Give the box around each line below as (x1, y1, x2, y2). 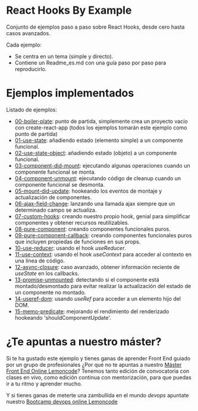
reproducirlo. (14, 65, 47, 72)
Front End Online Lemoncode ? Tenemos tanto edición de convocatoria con (6, 367, 190, 375)
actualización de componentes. (14, 193, 92, 200)
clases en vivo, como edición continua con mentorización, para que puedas (6, 373, 191, 381)
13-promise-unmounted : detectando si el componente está (14, 276, 159, 283)
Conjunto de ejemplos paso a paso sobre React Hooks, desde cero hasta (6, 23, 185, 30)
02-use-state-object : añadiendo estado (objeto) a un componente (14, 149, 177, 156)
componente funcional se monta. (14, 168, 96, 175)
